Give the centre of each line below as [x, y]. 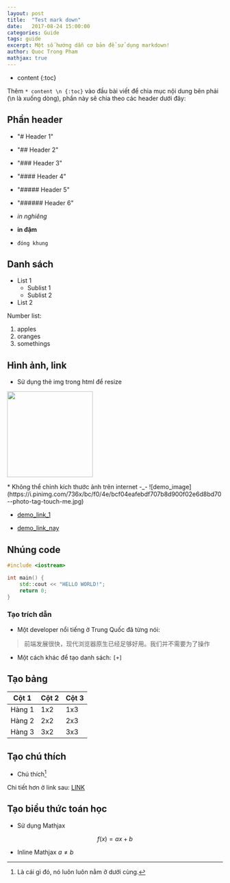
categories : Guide [33, 33]
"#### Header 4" [41, 176]
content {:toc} [37, 78]
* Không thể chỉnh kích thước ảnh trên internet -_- [77, 487]
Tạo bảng [27, 679]
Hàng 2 [22, 721]
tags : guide [24, 39]
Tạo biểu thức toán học [57, 809]
